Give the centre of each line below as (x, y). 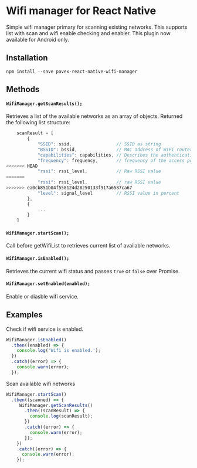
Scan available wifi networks (40, 384)
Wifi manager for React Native (81, 11)
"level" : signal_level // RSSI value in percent (108, 193)
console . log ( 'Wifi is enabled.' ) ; (59, 351)
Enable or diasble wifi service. (43, 296)
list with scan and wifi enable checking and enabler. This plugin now (89, 33)
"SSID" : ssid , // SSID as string (99, 144)
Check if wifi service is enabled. (45, 329)
